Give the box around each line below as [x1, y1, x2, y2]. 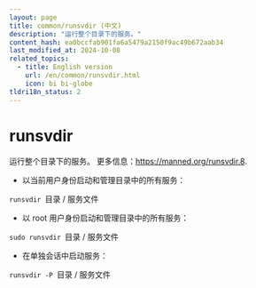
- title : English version [17, 63, 113, 72]
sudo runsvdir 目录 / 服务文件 [9, 232, 120, 243]
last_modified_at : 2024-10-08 [9, 46, 121, 55]
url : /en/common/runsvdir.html [25, 71, 141, 80]
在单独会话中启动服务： [21, 251, 108, 261]
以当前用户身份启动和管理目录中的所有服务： [21, 175, 186, 186]
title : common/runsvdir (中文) [9, 21, 122, 30]
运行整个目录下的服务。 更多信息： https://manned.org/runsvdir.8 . [9, 156, 248, 167]
